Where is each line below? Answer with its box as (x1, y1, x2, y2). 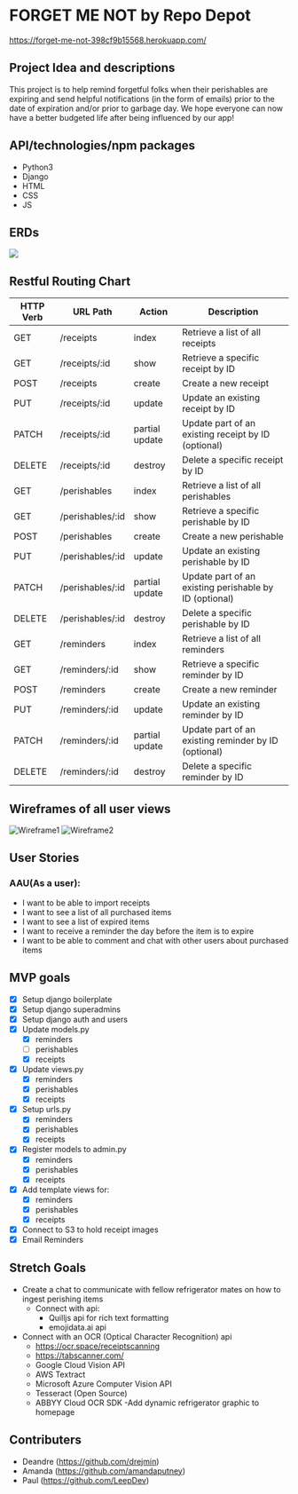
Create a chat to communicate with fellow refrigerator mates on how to (21, 1284, 281, 1294)
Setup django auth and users (21, 1014, 129, 1024)
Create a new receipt (181, 377, 269, 390)
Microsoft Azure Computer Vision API (35, 1378, 173, 1389)
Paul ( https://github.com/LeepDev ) (21, 1474, 150, 1485)
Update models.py (21, 1024, 90, 1034)
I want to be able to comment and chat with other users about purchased (21, 935, 289, 945)
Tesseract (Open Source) (35, 1387, 128, 1398)
